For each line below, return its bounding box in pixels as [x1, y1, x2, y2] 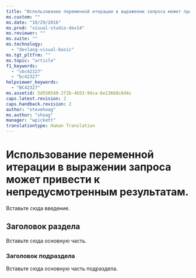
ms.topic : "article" [6, 57, 57, 63]
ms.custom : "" [6, 14, 41, 20]
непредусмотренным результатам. [6, 186, 189, 199]
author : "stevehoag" [6, 107, 57, 112]
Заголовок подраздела [6, 252, 75, 260]
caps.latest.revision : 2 [6, 95, 66, 101]
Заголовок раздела [6, 222, 80, 232]
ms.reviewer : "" [6, 30, 45, 36]
